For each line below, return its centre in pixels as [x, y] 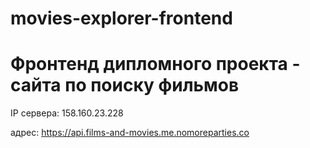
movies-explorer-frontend [121, 18]
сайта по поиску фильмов [125, 85]
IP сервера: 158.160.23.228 [67, 113]
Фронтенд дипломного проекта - [155, 64]
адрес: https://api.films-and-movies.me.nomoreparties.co [130, 133]
